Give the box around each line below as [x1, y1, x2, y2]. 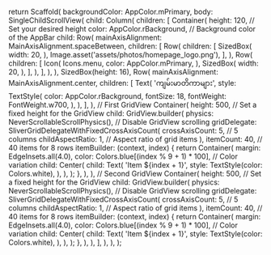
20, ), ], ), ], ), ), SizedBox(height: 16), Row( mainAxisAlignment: [8, 67, 218, 76]
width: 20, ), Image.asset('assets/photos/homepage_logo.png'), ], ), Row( [8, 50, 253, 59]
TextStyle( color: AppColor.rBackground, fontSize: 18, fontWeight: [8, 91, 227, 100]
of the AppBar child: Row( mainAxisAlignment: [8, 32, 163, 42]
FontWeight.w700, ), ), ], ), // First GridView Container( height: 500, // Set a [8, 100, 257, 109]
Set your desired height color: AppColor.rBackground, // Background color [8, 24, 256, 33]
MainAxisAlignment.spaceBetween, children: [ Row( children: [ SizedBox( [8, 41, 252, 51]
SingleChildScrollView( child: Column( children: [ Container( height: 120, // [8, 15, 255, 25]
